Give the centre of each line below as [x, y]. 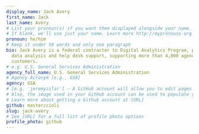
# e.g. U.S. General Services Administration [63, 67]
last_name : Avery [28, 23]
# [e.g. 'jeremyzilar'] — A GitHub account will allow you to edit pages [99, 89]
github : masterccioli [33, 105]
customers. [25, 61]
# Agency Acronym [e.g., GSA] [44, 78]
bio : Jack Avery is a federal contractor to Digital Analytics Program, [98, 50]
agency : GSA [21, 84]
